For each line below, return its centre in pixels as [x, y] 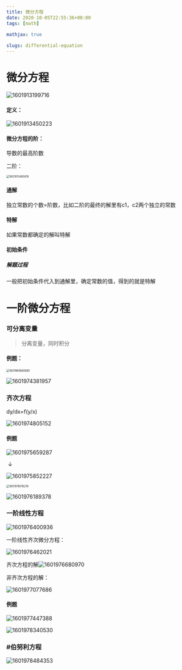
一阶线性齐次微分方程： [36, 539]
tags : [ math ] [23, 23]
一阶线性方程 [25, 513]
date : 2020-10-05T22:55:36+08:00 [49, 18]
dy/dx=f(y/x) [22, 412]
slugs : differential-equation [45, 46]
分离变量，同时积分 [45, 343]
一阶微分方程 [39, 308]
